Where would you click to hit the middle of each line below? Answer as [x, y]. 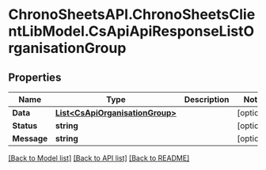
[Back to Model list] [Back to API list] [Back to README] [99, 158]
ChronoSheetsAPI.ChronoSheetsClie [132, 15]
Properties [35, 77]
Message [30, 138]
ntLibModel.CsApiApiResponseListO [131, 31]
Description [207, 99]
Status [25, 126]
